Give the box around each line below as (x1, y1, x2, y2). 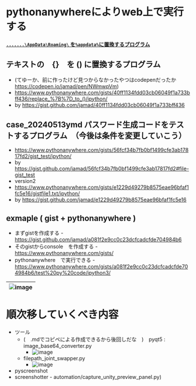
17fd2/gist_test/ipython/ (14, 153, 72, 160)
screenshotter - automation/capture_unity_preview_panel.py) (14, 374, 162, 381)
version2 (14, 178, 36, 185)
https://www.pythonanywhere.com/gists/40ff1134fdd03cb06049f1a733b (14, 89, 190, 96)
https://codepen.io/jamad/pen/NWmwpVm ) (14, 82, 119, 89)
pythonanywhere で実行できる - (14, 257, 95, 264)
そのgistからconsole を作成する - (14, 243, 98, 250)
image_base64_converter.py (23, 343, 92, 350)
